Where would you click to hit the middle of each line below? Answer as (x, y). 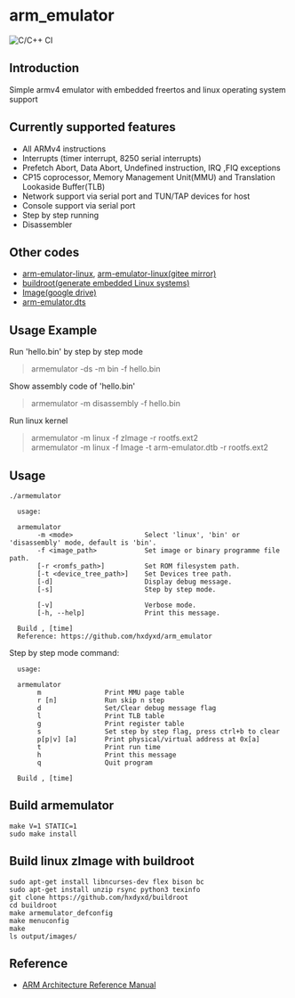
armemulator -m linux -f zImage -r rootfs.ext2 (114, 438)
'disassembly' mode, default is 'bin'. (83, 543)
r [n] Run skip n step (101, 700)
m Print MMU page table (111, 692)
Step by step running (60, 215)
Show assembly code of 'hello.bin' (72, 386)
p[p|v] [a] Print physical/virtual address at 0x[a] (148, 740)
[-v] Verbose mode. (117, 605)
